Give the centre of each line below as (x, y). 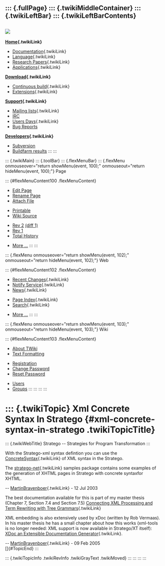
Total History (25, 236)
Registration (24, 363)
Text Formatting (28, 354)
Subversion (24, 146)
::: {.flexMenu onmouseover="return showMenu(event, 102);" (67, 255)
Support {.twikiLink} (26, 102)
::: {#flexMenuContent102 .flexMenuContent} (51, 270)
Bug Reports (25, 127)
